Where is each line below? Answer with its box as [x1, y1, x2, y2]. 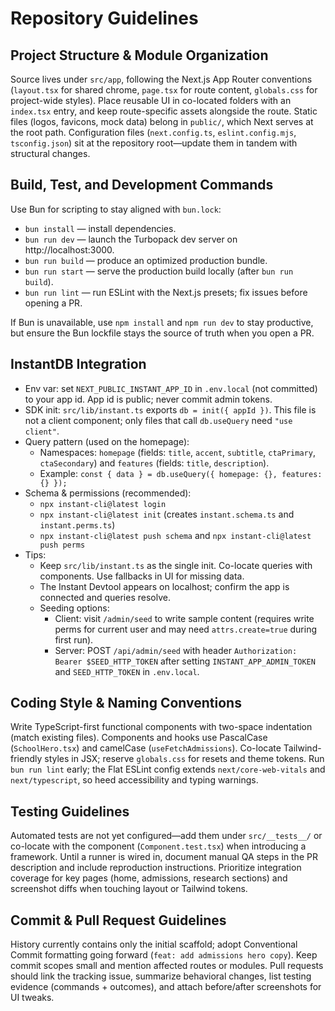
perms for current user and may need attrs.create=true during [54, 623, 318, 635]
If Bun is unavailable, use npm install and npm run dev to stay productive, [10, 316, 314, 328]
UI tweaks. [10, 992, 55, 1004]
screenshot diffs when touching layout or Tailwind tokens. [10, 883, 248, 895]
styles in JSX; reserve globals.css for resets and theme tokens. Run [44, 753, 325, 765]
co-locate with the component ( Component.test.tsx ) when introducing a [10, 840, 307, 852]
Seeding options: [39, 602, 110, 614]
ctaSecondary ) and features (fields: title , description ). [39, 457, 270, 469]
